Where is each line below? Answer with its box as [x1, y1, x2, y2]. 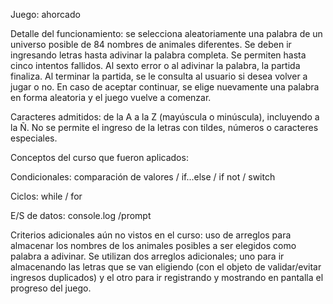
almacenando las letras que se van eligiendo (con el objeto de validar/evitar [10, 261, 322, 273]
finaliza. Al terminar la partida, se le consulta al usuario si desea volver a [10, 70, 308, 82]
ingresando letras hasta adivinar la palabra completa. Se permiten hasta [10, 49, 307, 61]
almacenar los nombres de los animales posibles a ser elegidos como [10, 240, 297, 251]
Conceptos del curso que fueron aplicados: [10, 152, 189, 163]
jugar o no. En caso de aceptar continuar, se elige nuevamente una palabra [10, 81, 320, 93]
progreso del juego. [10, 282, 92, 294]
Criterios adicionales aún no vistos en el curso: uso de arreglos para [10, 229, 292, 241]
